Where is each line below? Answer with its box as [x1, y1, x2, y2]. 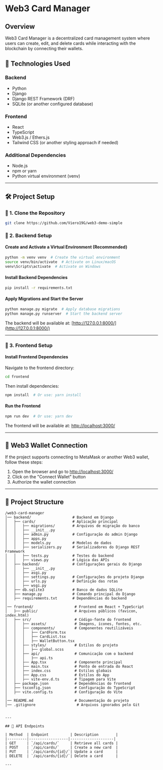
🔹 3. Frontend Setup [5, 342, 53, 349]
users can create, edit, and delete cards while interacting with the [5, 40, 136, 46]
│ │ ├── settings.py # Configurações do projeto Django [5, 575, 145, 580]
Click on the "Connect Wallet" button [12, 474, 86, 480]
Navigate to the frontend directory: [5, 365, 74, 371]
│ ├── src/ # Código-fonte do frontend [5, 617, 131, 622]
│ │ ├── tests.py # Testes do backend [5, 553, 114, 558]
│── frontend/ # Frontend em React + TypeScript [5, 604, 145, 609]
